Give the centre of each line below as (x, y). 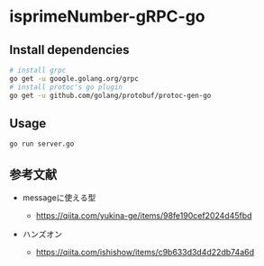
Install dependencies (69, 50)
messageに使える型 (59, 198)
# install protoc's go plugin (66, 87)
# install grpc (38, 70)
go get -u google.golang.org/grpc (74, 78)
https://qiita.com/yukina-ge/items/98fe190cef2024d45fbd (144, 216)
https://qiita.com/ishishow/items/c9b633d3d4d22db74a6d (145, 252)
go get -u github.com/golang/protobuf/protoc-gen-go (110, 95)
